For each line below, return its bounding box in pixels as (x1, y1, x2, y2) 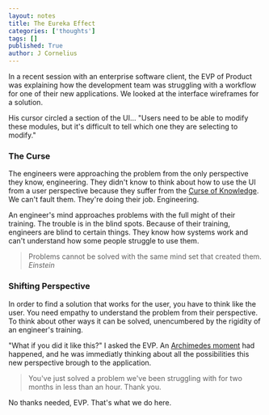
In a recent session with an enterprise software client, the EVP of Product (8, 72, 253, 81)
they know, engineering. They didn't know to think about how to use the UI (8, 177, 256, 187)
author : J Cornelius (8, 49, 78, 57)
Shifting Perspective (8, 281, 90, 292)
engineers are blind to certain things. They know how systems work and (8, 227, 249, 237)
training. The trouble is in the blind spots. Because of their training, (8, 219, 230, 229)
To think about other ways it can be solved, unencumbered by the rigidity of (8, 316, 261, 326)
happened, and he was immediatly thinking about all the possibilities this (8, 349, 250, 358)
